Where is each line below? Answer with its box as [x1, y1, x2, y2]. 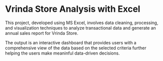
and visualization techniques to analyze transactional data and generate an [5, 25, 156, 30]
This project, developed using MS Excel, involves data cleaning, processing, [5, 20, 159, 26]
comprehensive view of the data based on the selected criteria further [5, 45, 147, 51]
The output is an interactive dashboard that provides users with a [5, 39, 137, 45]
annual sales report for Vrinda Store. [5, 30, 78, 36]
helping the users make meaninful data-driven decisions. [5, 50, 120, 56]
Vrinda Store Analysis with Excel [5, 3, 140, 15]
